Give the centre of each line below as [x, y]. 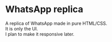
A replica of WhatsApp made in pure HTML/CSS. [56, 23]
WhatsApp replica [44, 9]
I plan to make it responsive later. [40, 34]
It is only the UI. [22, 28]
